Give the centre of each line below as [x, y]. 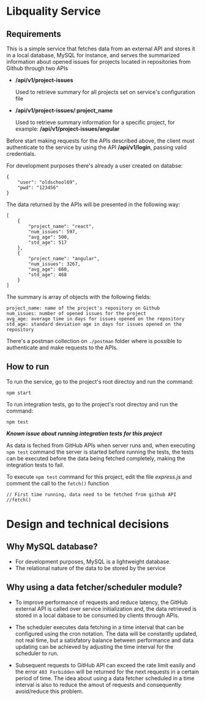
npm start [19, 393]
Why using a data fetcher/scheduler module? [94, 587]
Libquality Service [54, 11]
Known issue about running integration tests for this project [84, 433]
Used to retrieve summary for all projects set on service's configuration [105, 92]
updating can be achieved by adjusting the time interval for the [94, 646]
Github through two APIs [37, 68]
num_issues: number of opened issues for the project [76, 314]
